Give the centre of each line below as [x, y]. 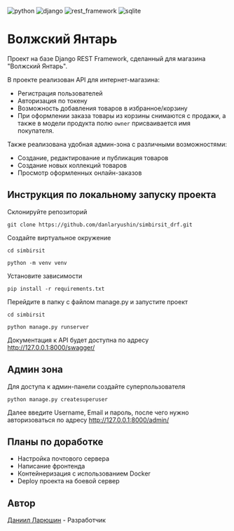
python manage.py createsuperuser [58, 399]
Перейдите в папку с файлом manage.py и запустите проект [98, 301]
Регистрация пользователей [60, 93]
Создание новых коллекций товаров [72, 165]
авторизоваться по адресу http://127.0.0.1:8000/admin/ [88, 420]
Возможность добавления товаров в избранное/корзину [102, 108]
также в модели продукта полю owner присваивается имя [104, 123]
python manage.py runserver [48, 327]
